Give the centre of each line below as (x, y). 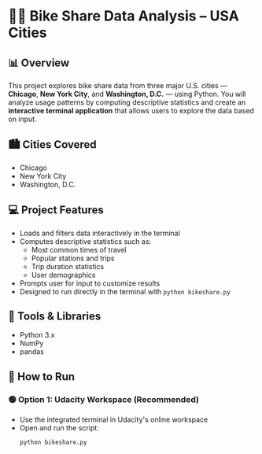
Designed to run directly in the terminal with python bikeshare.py (125, 291)
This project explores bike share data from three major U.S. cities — (118, 85)
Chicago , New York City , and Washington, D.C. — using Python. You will (127, 94)
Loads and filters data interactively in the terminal (100, 233)
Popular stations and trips (73, 258)
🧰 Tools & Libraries (55, 317)
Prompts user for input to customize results (90, 283)
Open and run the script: (59, 428)
